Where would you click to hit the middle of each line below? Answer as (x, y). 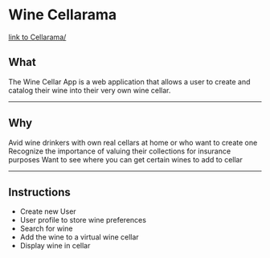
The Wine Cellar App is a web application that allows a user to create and (129, 81)
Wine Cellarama (63, 15)
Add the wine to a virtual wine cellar (79, 237)
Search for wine (46, 229)
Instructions (39, 192)
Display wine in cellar (55, 246)
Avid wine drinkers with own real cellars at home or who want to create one (133, 142)
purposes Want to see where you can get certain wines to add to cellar (125, 159)
